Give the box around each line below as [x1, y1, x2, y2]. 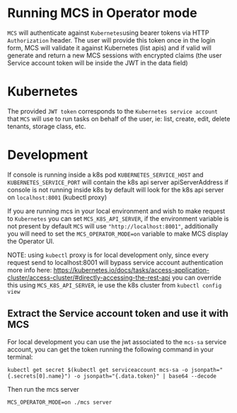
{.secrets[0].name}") [7, 373, 71, 380]
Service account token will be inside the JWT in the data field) [7, 58, 189, 67]
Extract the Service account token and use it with [7, 307, 229, 320]
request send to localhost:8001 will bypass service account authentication [7, 258, 224, 267]
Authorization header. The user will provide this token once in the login [7, 35, 216, 44]
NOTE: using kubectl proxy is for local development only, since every [7, 250, 209, 259]
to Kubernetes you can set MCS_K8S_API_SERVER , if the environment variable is [7, 214, 229, 223]
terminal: [7, 353, 33, 361]
